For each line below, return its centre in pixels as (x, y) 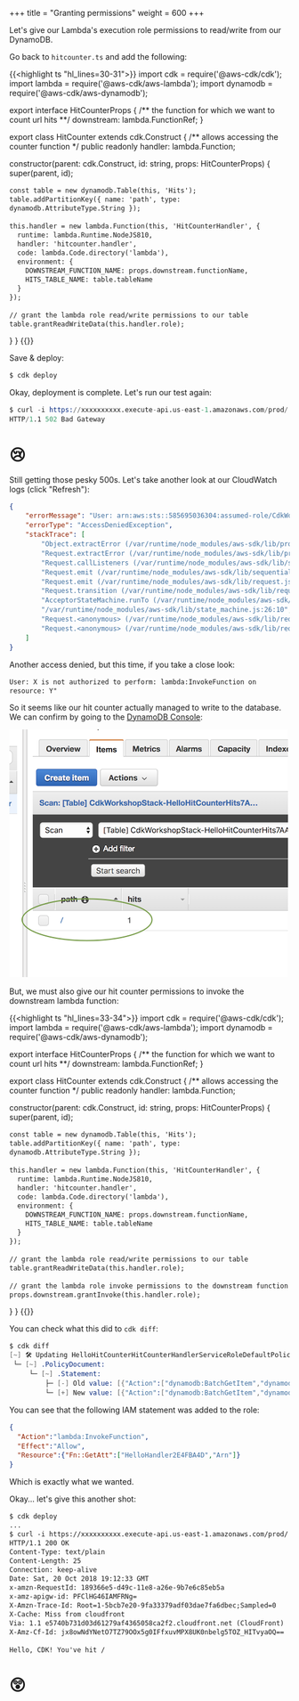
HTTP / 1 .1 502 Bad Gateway (57, 419)
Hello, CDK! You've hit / (57, 1650)
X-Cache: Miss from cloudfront (67, 1615)
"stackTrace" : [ (56, 535)
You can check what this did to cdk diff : (84, 1328)
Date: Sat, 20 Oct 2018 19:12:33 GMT (79, 1579)
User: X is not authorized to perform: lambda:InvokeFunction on (133, 682)
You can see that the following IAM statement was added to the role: (134, 1410)
